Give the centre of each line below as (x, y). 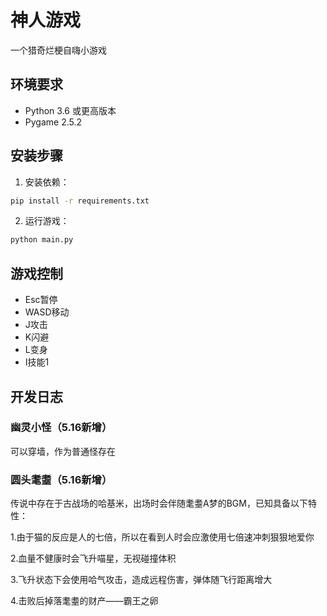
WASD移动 (47, 312)
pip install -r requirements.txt (80, 201)
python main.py (42, 240)
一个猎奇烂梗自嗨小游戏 (58, 50)
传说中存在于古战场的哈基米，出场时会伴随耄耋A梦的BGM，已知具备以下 (159, 503)
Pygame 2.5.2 (53, 122)
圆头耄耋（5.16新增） (61, 479)
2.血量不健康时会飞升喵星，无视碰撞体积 (93, 558)
